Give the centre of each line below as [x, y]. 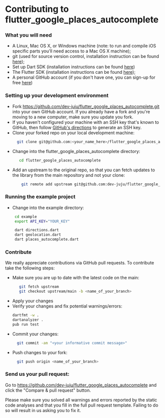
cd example [26, 216]
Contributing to [37, 9]
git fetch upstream [39, 287]
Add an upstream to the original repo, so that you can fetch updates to [83, 170]
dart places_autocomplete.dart [47, 239]
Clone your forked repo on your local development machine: [73, 133]
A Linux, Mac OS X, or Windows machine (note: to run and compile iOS [84, 46]
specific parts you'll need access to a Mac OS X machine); [72, 51]
